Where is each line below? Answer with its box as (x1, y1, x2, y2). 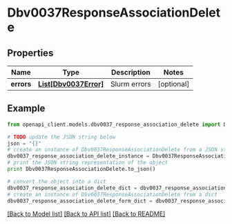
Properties (7, 47, 54, 59)
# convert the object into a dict (7, 178, 107, 185)
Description (110, 68, 151, 77)
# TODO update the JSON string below (7, 133, 116, 140)
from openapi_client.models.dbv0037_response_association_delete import (7, 121, 221, 128)
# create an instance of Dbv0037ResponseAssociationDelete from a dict (7, 191, 217, 198)
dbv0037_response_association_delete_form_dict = (7, 197, 153, 205)
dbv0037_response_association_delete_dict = (7, 185, 137, 192)
